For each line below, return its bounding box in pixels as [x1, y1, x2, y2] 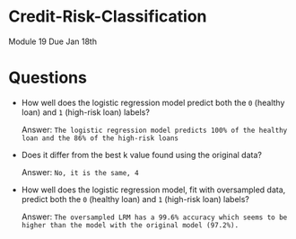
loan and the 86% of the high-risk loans [21, 133, 178, 143]
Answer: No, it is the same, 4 [21, 166, 140, 177]
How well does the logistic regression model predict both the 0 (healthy [21, 97, 285, 108]
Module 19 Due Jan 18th [8, 36, 98, 47]
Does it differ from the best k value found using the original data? [21, 149, 262, 160]
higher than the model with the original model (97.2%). [21, 220, 239, 230]
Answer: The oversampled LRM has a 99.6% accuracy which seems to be [21, 211, 288, 222]
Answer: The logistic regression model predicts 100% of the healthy [21, 124, 288, 135]
